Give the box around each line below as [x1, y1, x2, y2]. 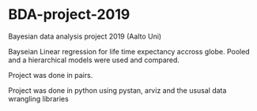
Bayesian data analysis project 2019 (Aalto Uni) [8, 31, 162, 41]
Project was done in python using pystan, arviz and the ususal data [8, 85, 227, 95]
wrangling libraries [8, 94, 69, 103]
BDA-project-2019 [8, 6, 130, 24]
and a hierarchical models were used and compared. [8, 55, 180, 65]
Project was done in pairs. [8, 70, 93, 80]
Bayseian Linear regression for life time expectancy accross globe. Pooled [8, 46, 251, 56]
